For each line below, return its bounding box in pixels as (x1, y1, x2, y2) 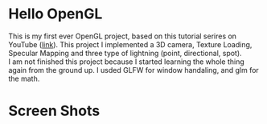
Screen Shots (8, 102, 101, 120)
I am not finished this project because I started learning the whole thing (8, 57, 245, 66)
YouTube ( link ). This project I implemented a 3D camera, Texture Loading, (8, 39, 253, 49)
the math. (8, 74, 40, 83)
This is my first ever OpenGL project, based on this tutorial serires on (8, 31, 237, 41)
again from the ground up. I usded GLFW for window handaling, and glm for (8, 65, 259, 74)
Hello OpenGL (8, 5, 103, 23)
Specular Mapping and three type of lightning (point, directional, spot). (8, 48, 243, 58)
